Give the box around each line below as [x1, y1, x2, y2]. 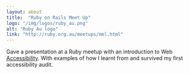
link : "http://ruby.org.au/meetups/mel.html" [6, 32, 123, 38]
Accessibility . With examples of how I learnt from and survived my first [6, 55, 184, 62]
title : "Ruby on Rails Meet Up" [6, 15, 91, 21]
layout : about [6, 8, 43, 15]
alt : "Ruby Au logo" [6, 25, 59, 32]
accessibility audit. [6, 61, 53, 69]
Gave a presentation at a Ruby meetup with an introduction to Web [6, 48, 173, 55]
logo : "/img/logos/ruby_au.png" [6, 20, 88, 26]
